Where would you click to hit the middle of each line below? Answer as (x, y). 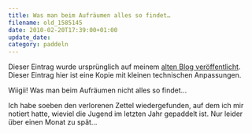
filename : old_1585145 (45, 23)
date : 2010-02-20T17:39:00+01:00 (63, 30)
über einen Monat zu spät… (53, 122)
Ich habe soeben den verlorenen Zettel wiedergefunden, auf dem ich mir (126, 106)
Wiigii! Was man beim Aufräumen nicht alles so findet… (98, 90)
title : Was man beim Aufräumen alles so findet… (89, 15)
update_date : (30, 37)
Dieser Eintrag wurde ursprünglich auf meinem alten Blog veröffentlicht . (124, 67)
